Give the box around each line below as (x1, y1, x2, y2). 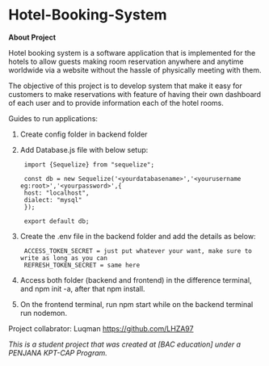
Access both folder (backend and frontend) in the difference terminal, (19, 275, 252, 284)
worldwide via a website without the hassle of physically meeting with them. (8, 65, 262, 74)
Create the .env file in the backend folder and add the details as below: (19, 231, 256, 241)
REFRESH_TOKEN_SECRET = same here (23, 261, 141, 269)
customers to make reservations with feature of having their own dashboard (8, 89, 261, 99)
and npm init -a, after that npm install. (19, 284, 145, 293)
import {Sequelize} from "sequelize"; (23, 160, 155, 169)
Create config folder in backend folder (19, 129, 148, 139)
